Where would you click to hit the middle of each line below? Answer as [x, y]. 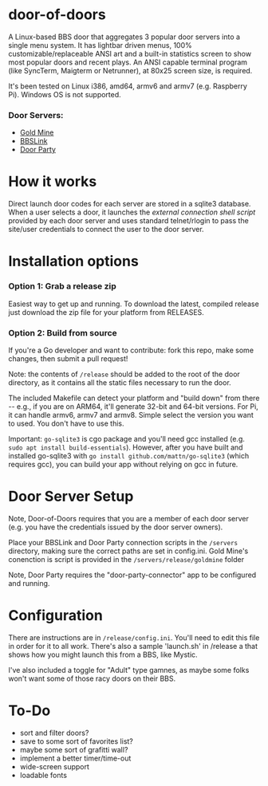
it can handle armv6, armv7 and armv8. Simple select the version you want [131, 415]
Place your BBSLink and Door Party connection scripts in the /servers [123, 542]
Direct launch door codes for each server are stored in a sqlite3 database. [130, 204]
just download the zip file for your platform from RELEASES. [106, 312]
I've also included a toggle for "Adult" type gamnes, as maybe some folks [129, 670]
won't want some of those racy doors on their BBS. [92, 678]
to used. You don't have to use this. [66, 423]
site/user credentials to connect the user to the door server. [106, 230]
